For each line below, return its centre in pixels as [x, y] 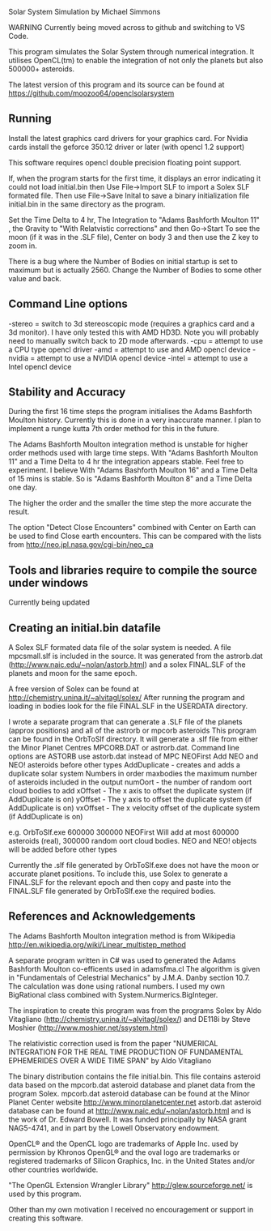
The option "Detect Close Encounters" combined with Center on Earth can [132, 528]
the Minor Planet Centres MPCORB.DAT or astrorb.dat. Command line [124, 748]
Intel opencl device [40, 366]
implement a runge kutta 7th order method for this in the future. [114, 429]
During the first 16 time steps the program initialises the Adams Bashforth [130, 412]
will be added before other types [63, 849]
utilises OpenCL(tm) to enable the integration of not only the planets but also [136, 60]
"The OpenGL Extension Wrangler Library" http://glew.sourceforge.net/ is [131, 1185]
